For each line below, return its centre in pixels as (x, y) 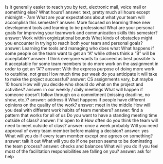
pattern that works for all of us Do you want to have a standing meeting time (81, 115)
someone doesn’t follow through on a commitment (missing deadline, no (78, 95)
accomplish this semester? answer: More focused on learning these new (78, 22)
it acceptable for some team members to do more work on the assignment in (82, 64)
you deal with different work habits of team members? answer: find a (74, 110)
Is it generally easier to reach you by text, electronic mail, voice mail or (76, 7)
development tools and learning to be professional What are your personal (80, 28)
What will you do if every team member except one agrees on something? (79, 136)
